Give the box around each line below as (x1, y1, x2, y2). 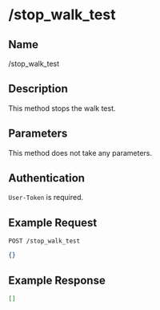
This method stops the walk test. (8, 103, 116, 113)
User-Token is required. (8, 193, 84, 202)
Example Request (8, 215, 98, 230)
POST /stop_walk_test (8, 237, 81, 246)
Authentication (8, 171, 86, 186)
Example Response (8, 273, 106, 287)
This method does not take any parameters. (8, 148, 152, 157)
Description (8, 82, 68, 96)
